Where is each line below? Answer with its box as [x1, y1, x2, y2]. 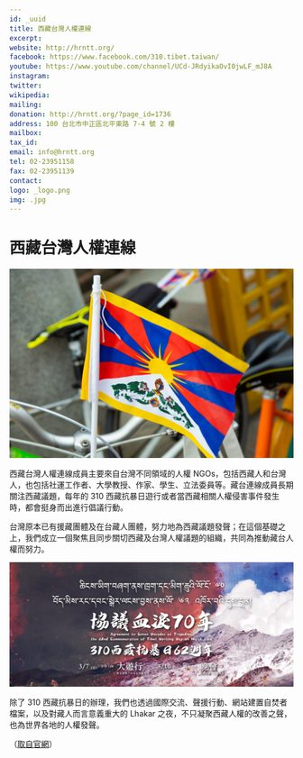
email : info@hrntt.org [9, 148, 95, 157]
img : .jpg [9, 195, 47, 205]
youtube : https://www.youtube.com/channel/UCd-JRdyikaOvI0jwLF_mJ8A [9, 62, 272, 71]
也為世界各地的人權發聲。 [9, 719, 105, 730]
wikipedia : [9, 90, 50, 99]
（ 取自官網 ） [9, 738, 57, 749]
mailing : [9, 100, 42, 109]
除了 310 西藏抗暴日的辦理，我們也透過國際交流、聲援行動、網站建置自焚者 [9, 697, 289, 708]
